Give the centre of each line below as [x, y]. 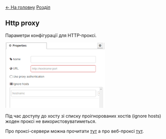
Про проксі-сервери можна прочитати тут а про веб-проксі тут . [75, 131]
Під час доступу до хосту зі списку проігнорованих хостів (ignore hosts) [83, 116]
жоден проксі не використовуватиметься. [51, 121]
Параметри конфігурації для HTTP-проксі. [51, 35]
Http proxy [22, 23]
